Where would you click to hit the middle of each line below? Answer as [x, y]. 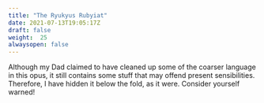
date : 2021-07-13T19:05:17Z [55, 23]
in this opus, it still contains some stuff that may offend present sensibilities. [132, 75]
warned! [22, 92]
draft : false [30, 30]
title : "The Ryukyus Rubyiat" [58, 15]
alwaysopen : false [38, 45]
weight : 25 [28, 37]
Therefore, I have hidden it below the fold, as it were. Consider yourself [124, 84]
